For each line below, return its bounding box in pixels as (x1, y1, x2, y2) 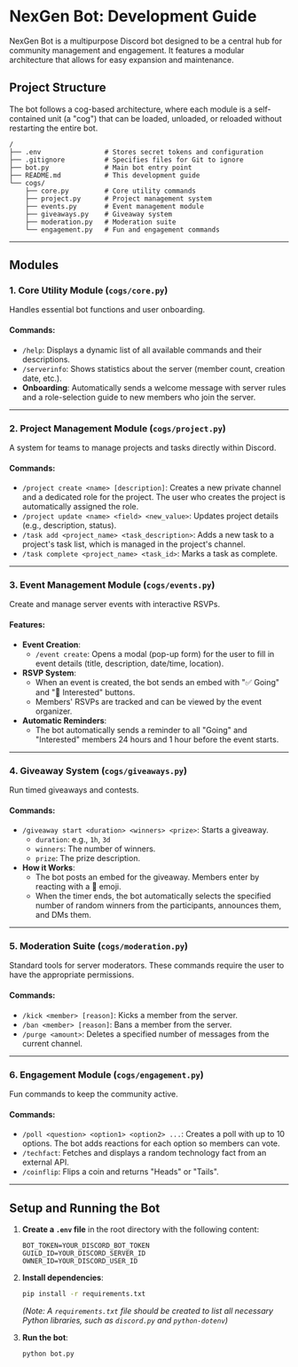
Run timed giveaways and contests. (9, 784, 139, 795)
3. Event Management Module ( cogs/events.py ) (9, 579, 216, 591)
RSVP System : (21, 668, 77, 678)
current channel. (21, 1038, 82, 1048)
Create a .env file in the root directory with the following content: (21, 1223, 260, 1235)
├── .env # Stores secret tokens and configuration (9, 147, 264, 156)
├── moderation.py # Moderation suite (25, 217, 176, 226)
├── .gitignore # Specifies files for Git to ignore (9, 155, 244, 164)
